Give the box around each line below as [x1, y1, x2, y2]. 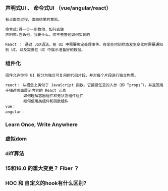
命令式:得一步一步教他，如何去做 [5, 27, 64, 32]
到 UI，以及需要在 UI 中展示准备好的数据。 [5, 47, 85, 52]
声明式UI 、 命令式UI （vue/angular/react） [5, 4, 112, 11]
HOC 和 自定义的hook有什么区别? [5, 180, 87, 187]
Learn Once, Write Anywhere [5, 121, 78, 128]
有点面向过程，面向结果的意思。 [5, 17, 62, 22]
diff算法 [5, 150, 24, 157]
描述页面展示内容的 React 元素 [9, 88, 67, 93]
